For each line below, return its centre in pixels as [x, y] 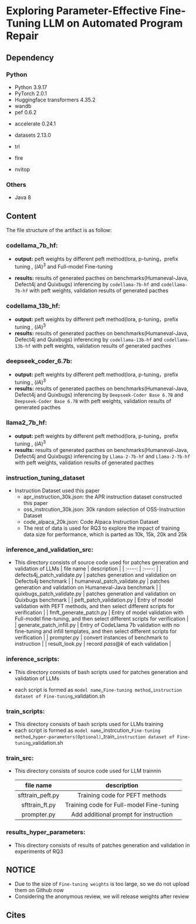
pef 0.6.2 [26, 112]
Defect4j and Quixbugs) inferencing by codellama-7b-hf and [87, 284]
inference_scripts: [33, 659]
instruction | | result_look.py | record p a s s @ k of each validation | [93, 644]
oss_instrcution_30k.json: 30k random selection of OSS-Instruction [104, 509]
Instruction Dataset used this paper [57, 491]
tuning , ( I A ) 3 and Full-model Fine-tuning [64, 266]
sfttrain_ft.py [38, 805]
